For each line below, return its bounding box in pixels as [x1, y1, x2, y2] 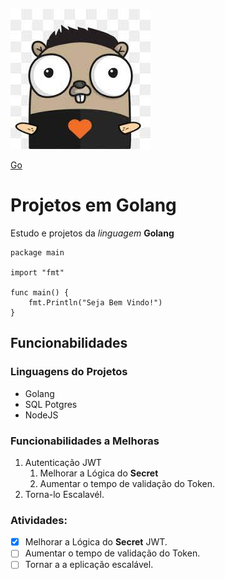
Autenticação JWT [24, 456, 102, 468]
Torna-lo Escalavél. [24, 488, 105, 500]
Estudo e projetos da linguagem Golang [10, 227, 175, 239]
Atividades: [10, 513, 68, 527]
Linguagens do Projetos [10, 365, 128, 379]
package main [10, 247, 65, 258]
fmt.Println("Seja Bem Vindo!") [28, 297, 163, 308]
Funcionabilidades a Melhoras [10, 434, 160, 448]
